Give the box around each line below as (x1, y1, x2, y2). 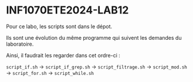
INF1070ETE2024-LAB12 (6, 4, 129, 17)
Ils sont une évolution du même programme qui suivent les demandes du (6, 34, 182, 41)
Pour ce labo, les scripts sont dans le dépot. (6, 23, 113, 30)
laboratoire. (6, 40, 34, 47)
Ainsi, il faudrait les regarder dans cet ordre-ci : (6, 52, 120, 59)
